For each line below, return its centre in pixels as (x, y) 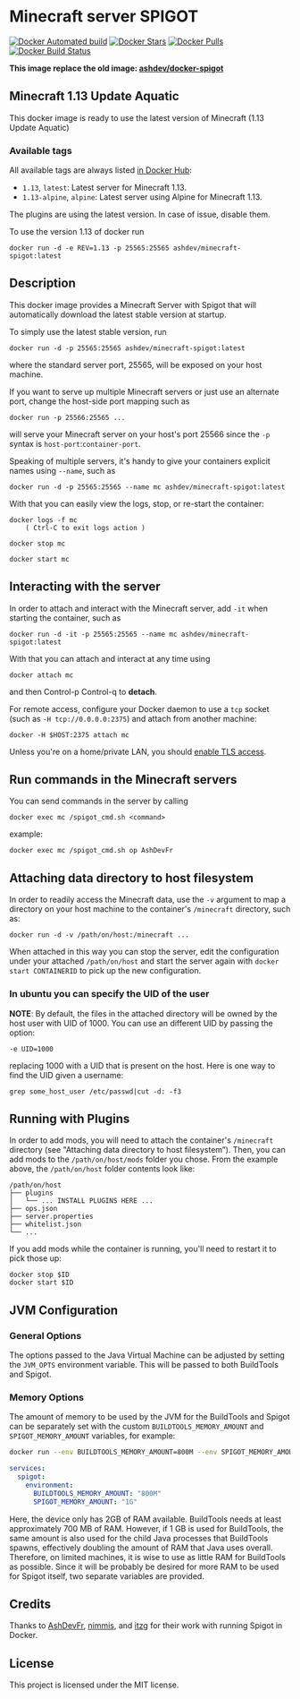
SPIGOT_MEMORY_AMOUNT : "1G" (85, 1502)
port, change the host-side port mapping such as (100, 401)
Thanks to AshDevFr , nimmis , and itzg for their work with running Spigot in (146, 1626)
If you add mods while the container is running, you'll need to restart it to (143, 1249)
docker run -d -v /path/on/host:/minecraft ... (100, 935)
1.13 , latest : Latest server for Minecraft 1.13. (104, 188)
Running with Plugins (70, 1118)
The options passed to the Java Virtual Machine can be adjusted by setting (147, 1355)
